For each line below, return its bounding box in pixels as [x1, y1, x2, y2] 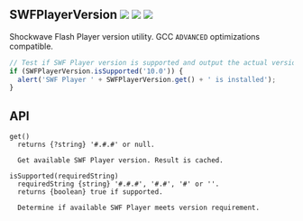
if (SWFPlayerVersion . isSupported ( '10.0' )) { [9, 67, 183, 76]
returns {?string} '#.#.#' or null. [17, 140, 155, 150]
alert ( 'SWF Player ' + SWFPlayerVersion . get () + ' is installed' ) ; [17, 75, 277, 84]
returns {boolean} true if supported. [17, 188, 164, 197]
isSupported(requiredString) [9, 171, 119, 181]
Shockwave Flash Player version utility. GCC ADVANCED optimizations [9, 31, 261, 41]
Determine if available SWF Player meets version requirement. [17, 203, 260, 213]
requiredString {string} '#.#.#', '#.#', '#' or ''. [17, 180, 220, 189]
